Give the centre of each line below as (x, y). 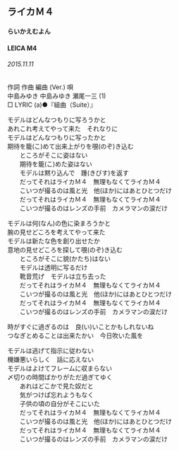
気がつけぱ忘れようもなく (56, 395)
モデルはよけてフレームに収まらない (60, 368)
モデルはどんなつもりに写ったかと (57, 137)
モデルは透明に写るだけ (54, 267)
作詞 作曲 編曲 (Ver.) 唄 (41, 87)
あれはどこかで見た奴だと (56, 386)
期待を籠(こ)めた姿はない (56, 163)
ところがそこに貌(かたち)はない (65, 258)
